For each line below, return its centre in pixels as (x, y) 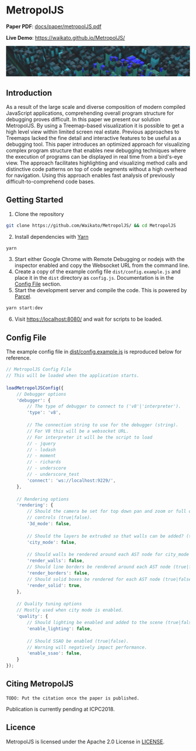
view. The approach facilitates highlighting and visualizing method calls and (97, 163)
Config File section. (38, 284)
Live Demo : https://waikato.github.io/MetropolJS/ (66, 37)
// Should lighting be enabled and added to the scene (95, 623)
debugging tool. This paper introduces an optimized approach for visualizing (98, 144)
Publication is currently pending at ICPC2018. (60, 709)
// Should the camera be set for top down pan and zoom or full (107, 512)
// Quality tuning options (49, 604)
